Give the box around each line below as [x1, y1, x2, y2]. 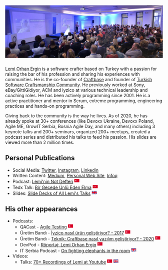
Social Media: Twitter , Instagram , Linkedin [12, 167, 99, 173]
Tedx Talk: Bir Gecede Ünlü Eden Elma [12, 184, 91, 190]
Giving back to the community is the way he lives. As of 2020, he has [5, 113, 147, 119]
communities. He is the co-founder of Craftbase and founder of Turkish [5, 76, 152, 82]
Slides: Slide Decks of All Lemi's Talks [12, 190, 91, 196]
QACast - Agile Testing [19, 224, 67, 230]
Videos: [12, 253, 28, 259]
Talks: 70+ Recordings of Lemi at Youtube [19, 259, 106, 265]
